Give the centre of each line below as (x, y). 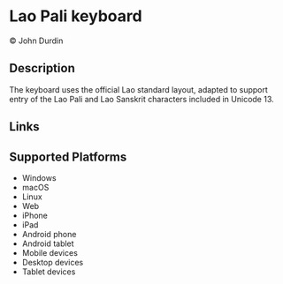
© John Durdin (36, 41)
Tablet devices (49, 272)
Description (42, 68)
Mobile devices (50, 252)
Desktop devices (53, 262)
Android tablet (48, 243)
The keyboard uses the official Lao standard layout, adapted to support (138, 89)
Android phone (49, 234)
